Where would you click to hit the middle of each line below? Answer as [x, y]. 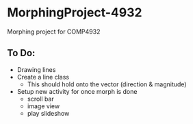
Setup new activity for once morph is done [77, 91]
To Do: [21, 53]
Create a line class [43, 77]
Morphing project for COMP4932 [54, 32]
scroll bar [40, 99]
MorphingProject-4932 [75, 13]
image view [43, 106]
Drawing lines [36, 69]
